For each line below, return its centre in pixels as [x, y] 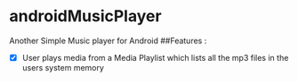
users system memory [63, 67]
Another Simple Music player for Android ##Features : [108, 41]
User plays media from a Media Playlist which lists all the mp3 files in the [155, 57]
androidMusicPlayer [85, 16]
